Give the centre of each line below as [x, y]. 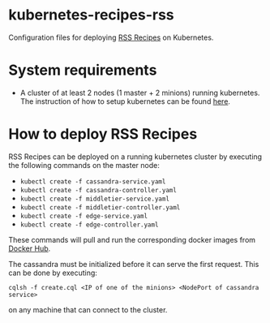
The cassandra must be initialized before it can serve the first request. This [134, 264]
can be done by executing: [53, 273]
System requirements [83, 70]
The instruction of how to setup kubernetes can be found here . [125, 101]
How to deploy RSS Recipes [103, 134]
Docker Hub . [30, 248]
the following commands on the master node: [84, 165]
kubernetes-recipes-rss [91, 15]
